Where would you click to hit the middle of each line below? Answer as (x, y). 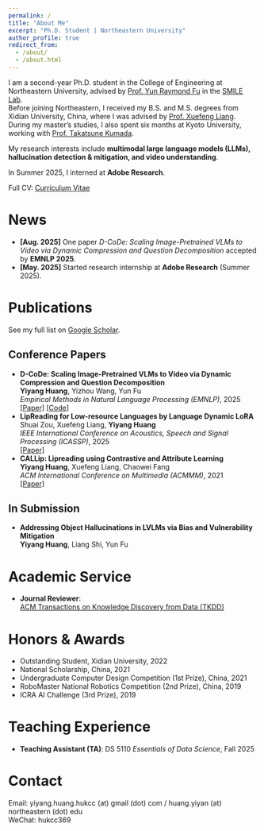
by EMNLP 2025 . (48, 258)
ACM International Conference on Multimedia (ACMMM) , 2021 (121, 475)
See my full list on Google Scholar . (64, 330)
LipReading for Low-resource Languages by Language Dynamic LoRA (136, 416)
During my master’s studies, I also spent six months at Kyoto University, (125, 125)
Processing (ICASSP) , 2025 (64, 441)
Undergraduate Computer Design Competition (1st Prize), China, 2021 (133, 678)
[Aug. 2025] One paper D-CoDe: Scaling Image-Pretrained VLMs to (131, 242)
